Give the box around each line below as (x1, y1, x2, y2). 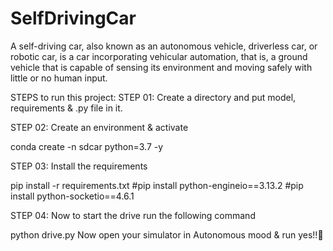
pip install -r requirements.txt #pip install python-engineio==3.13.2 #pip (10, 179, 304, 191)
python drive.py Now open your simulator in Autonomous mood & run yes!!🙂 (10, 228, 324, 241)
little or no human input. (10, 72, 108, 84)
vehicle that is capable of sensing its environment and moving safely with (10, 61, 313, 73)
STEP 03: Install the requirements (10, 160, 148, 172)
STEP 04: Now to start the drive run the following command (10, 209, 256, 221)
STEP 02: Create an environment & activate (10, 121, 189, 133)
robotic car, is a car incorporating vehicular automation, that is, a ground (10, 50, 308, 62)
